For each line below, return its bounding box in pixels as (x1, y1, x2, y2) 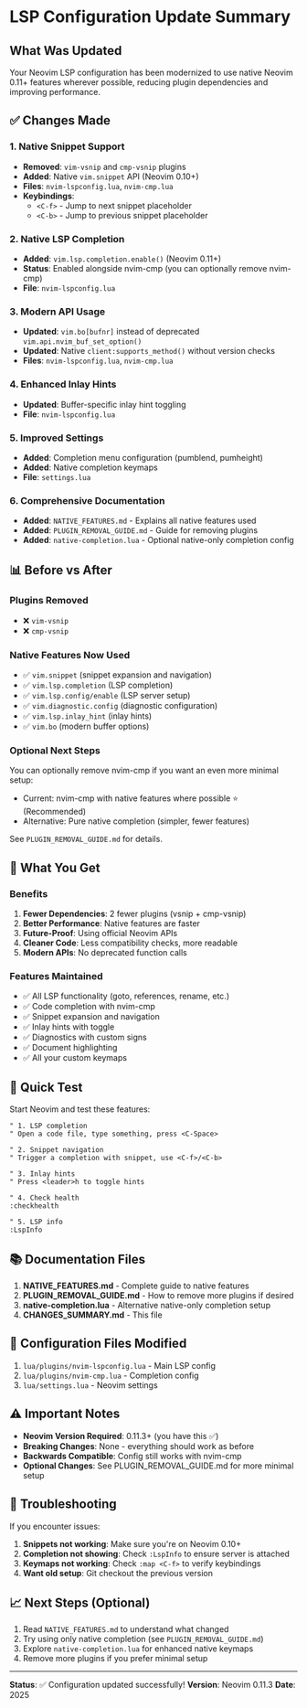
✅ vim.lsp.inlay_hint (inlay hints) (22, 710, 153, 721)
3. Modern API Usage (9, 304, 106, 317)
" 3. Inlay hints (9, 1169, 76, 1179)
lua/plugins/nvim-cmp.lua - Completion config (22, 1370, 199, 1381)
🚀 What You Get (9, 859, 101, 875)
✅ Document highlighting (22, 1042, 118, 1053)
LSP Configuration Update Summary (9, 6, 291, 27)
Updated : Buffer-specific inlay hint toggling (22, 399, 186, 410)
